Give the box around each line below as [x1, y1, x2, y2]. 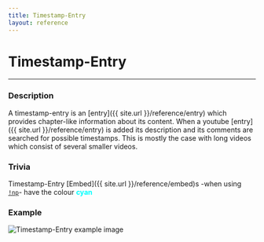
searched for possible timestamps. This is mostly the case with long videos [8, 133, 251, 142]
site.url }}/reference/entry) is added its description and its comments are [18, 125, 254, 134]
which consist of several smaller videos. [8, 141, 138, 151]
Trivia [8, 161, 31, 172]
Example [8, 207, 42, 218]
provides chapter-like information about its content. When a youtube [8, 116, 229, 126]
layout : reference [8, 19, 68, 27]
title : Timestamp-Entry [8, 11, 86, 20]
